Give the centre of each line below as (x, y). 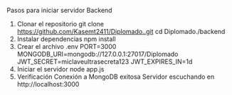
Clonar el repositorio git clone (60, 24)
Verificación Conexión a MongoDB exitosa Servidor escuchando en (116, 77)
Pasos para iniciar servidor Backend (59, 10)
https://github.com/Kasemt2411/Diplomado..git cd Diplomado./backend (121, 32)
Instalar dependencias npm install (66, 39)
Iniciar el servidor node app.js (60, 69)
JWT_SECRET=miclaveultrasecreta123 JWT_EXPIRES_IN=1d (105, 62)
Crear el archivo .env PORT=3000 (67, 46)
